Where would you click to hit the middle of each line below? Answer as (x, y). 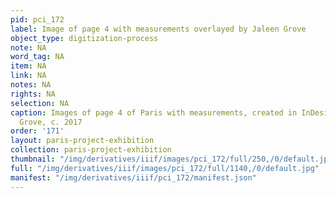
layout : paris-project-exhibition (82, 141)
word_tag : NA (37, 57)
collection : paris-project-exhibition (91, 150)
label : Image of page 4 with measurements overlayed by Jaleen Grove (158, 29)
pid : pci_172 (37, 19)
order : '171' (37, 131)
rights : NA (33, 94)
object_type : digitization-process (84, 38)
